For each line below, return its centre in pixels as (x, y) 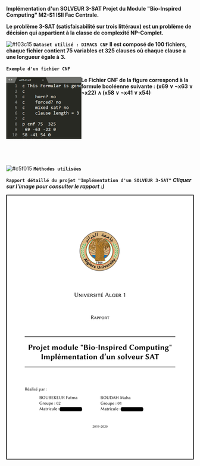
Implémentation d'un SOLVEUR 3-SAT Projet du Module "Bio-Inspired (94, 9)
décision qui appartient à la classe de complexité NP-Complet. (85, 33)
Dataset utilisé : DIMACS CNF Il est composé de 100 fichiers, (110, 44)
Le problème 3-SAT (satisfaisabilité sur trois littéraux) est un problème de (99, 26)
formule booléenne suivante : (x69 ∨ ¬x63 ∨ (137, 86)
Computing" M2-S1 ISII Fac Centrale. (53, 15)
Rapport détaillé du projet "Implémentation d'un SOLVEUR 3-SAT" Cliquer (99, 180)
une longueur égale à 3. (36, 57)
